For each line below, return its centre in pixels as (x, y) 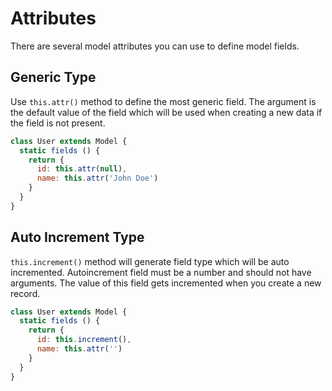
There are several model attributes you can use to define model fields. (155, 46)
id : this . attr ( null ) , (82, 169)
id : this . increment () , (84, 340)
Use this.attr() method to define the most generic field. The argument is (163, 101)
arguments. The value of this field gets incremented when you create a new (166, 283)
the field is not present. (58, 123)
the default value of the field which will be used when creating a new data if (166, 112)
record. (25, 293)
